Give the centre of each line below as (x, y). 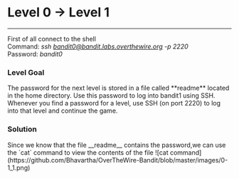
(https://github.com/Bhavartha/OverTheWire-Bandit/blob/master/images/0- (118, 160)
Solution (22, 129)
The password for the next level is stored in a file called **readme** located (118, 88)
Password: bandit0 (35, 53)
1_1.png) (19, 168)
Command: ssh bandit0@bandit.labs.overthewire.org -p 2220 (98, 46)
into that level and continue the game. (63, 111)
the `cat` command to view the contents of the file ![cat (88, 152)
